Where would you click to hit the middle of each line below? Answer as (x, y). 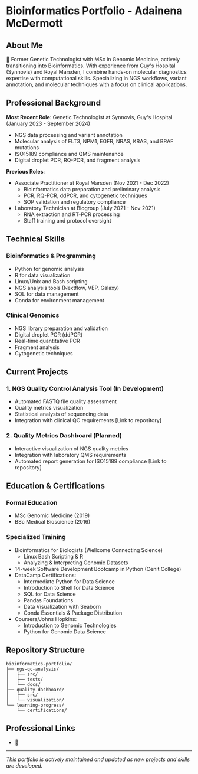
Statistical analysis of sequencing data (61, 414)
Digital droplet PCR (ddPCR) (49, 334)
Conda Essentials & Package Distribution (73, 613)
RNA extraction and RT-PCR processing (72, 214)
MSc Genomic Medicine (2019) (52, 515)
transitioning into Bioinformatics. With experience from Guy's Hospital (91, 66)
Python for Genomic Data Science (65, 631)
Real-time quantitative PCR (47, 341)
